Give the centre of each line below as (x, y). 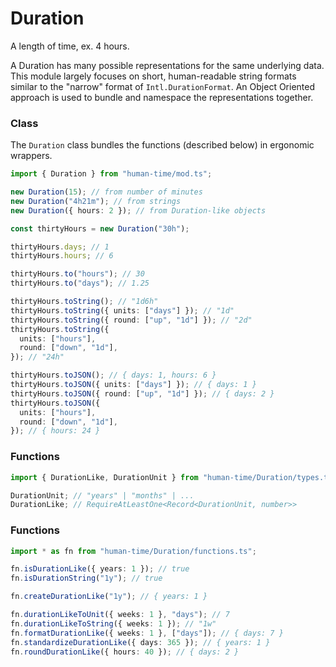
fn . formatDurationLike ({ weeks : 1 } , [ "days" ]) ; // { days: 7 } (147, 633)
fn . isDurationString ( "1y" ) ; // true (86, 578)
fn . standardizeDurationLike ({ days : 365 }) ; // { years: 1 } (140, 642)
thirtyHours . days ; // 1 (60, 247)
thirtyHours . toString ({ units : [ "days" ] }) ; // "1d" (122, 310)
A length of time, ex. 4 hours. (70, 46)
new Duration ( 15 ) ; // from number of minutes (106, 192)
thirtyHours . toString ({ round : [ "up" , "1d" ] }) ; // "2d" (131, 320)
